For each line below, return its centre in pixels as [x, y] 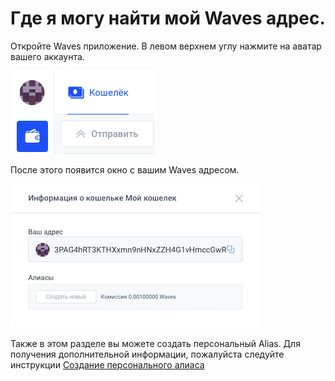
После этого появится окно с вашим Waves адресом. [125, 169]
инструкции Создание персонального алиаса [107, 364]
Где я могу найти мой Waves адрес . [168, 18]
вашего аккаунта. [47, 56]
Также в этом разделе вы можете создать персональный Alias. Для [155, 343]
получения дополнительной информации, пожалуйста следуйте [147, 354]
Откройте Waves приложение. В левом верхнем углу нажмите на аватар [166, 46]
